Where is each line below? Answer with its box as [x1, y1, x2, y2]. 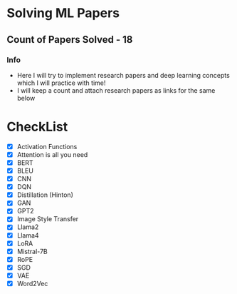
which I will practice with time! [16, 78, 106, 87]
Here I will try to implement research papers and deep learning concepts [16, 71, 231, 79]
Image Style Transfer [16, 215, 79, 223]
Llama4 [16, 230, 40, 240]
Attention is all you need [16, 150, 88, 158]
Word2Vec [16, 279, 48, 288]
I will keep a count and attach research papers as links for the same [16, 86, 216, 94]
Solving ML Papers [6, 5, 120, 21]
